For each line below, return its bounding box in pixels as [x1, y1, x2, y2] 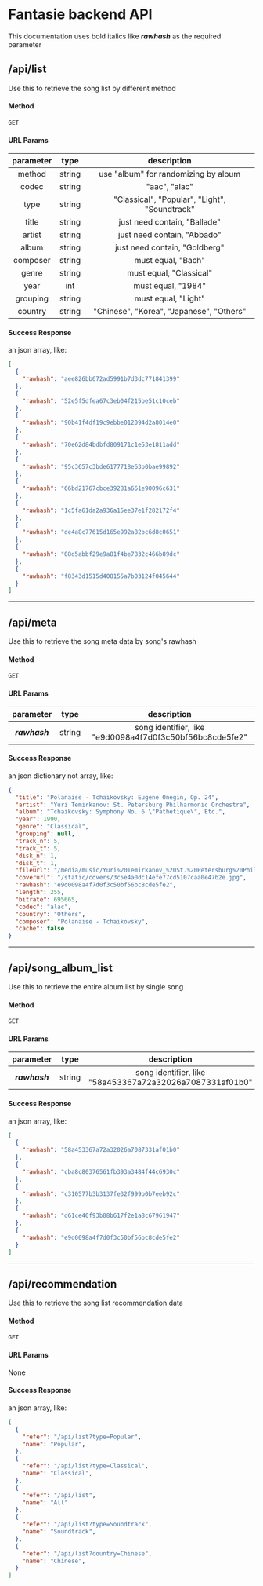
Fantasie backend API [8, 5, 153, 24]
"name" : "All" [22, 1498, 68, 1507]
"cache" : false [15, 925, 65, 933]
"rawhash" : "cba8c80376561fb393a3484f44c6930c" [22, 1168, 180, 1175]
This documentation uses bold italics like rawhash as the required [8, 31, 222, 41]
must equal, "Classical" [127, 268, 213, 279]
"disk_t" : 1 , [15, 859, 58, 867]
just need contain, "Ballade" [118, 217, 221, 228]
